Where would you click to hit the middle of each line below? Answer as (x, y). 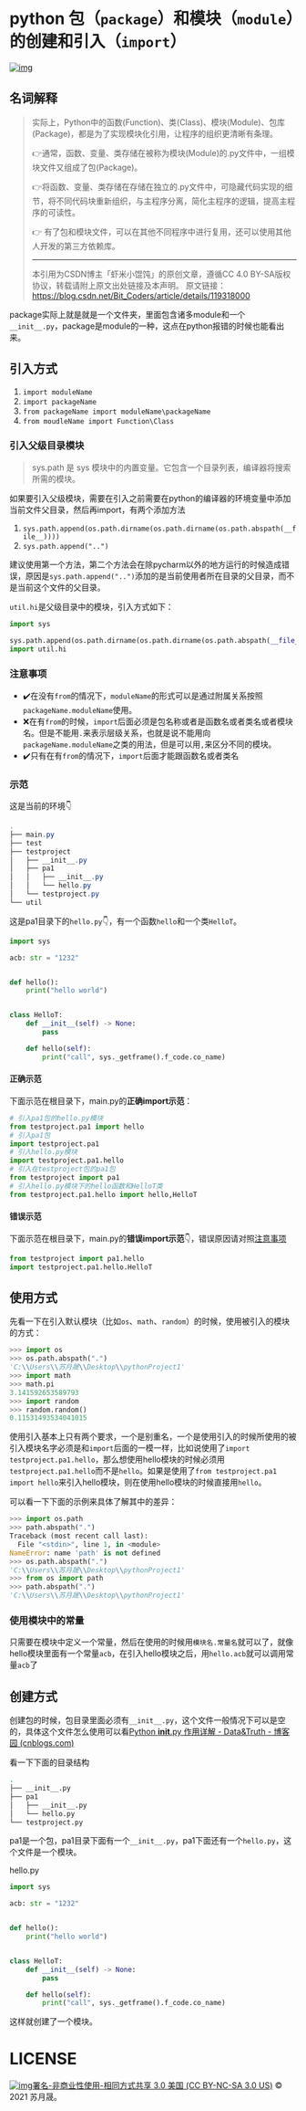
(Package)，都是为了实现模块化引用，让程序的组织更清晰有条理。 (155, 133)
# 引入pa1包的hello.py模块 (56, 1118)
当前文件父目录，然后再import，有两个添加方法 (97, 509)
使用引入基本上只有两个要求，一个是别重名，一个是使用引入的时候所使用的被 (153, 1437)
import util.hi (38, 649)
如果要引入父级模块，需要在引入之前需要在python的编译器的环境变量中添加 (150, 498)
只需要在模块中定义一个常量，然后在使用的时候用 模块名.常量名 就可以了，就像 (152, 1642)
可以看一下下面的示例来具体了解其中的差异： (93, 1502)
